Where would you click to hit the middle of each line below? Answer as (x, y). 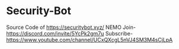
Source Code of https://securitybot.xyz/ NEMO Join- (71, 27)
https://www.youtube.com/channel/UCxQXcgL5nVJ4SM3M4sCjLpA (89, 40)
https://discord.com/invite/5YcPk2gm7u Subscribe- (70, 33)
